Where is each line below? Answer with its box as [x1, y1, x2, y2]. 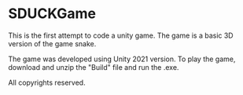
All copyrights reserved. [8, 78, 86, 87]
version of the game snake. [8, 38, 97, 48]
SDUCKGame [8, 5, 97, 23]
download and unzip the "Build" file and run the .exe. [8, 62, 179, 71]
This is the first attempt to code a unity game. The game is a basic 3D [8, 31, 234, 40]
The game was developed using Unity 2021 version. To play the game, [8, 54, 236, 64]
